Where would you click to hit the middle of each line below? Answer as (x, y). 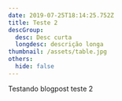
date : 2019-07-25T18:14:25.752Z (61, 15)
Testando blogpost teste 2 (51, 88)
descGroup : (26, 30)
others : (21, 60)
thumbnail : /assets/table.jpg (58, 52)
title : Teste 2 (33, 23)
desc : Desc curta (44, 37)
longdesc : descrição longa (59, 45)
